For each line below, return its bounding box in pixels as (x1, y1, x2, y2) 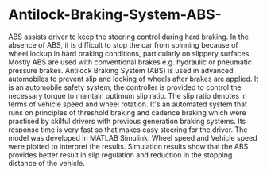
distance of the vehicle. (8, 158, 85, 168)
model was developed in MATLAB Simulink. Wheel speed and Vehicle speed (8, 133, 257, 142)
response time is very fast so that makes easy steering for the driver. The (8, 125, 248, 134)
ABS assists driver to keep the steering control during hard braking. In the (8, 32, 249, 41)
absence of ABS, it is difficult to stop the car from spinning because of (8, 40, 238, 49)
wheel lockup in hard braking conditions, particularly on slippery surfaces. (8, 48, 252, 58)
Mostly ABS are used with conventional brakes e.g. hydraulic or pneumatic (8, 57, 252, 67)
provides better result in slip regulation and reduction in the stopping (8, 149, 233, 160)
